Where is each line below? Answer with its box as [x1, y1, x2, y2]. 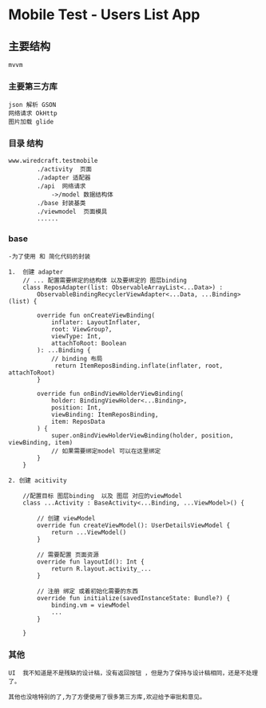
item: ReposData [50, 417, 105, 425]
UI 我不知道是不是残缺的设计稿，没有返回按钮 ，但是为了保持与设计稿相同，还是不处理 [8, 669, 258, 678]
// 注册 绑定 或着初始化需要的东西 [37, 587, 138, 595]
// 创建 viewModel [37, 514, 96, 522]
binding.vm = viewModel [50, 601, 130, 609]
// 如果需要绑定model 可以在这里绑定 [50, 447, 161, 455]
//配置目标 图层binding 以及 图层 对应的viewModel [22, 492, 182, 500]
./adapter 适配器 [37, 173, 91, 181]
